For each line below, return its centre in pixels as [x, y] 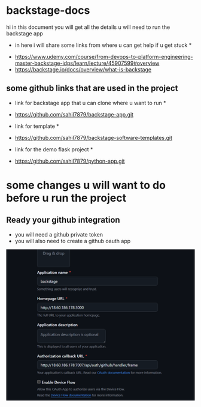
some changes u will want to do [86, 185]
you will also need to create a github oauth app [73, 241]
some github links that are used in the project [92, 89]
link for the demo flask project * [54, 149]
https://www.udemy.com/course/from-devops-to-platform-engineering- [104, 56]
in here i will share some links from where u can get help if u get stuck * [103, 45]
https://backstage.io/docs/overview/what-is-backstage [83, 69]
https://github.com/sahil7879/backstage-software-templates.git [93, 137]
